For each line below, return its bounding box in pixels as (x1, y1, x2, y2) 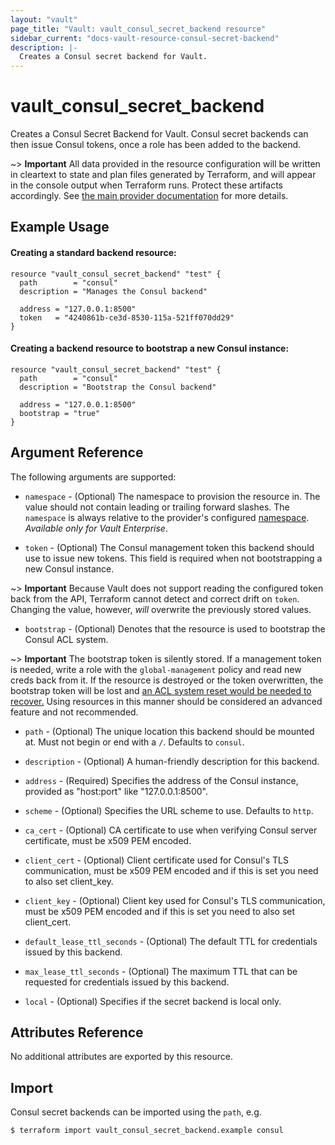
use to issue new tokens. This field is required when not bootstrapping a (24, 552, 323, 564)
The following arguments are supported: (10, 471, 177, 483)
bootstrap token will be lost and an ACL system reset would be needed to (10, 684, 312, 696)
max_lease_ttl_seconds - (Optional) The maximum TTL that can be (24, 965, 298, 977)
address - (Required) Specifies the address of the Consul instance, (24, 774, 299, 786)
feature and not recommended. (10, 706, 139, 718)
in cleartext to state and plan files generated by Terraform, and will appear (10, 169, 317, 181)
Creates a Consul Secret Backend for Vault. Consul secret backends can (10, 128, 309, 140)
